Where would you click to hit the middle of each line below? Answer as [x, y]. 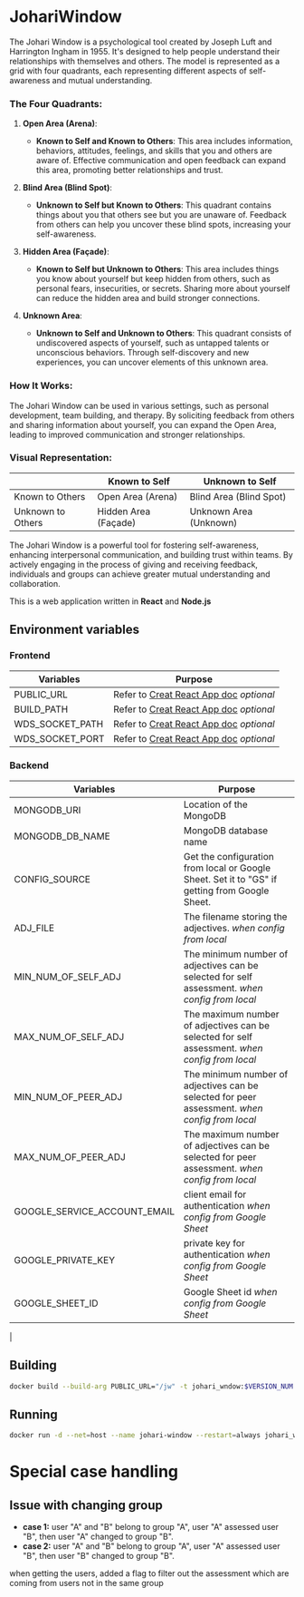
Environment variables [75, 630]
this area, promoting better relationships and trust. [129, 170]
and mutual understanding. [102, 80]
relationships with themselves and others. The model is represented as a [145, 61]
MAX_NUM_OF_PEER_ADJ [70, 1156]
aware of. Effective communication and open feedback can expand [161, 161]
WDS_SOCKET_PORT [59, 738]
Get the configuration [228, 856]
